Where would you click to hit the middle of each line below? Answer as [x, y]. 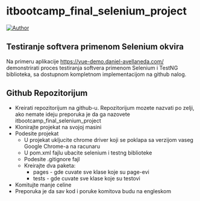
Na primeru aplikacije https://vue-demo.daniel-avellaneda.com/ [85, 61]
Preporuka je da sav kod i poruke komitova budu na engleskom [93, 191]
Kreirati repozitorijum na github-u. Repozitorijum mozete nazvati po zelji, [105, 107]
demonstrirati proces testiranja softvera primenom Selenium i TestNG [92, 68]
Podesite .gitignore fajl [52, 159]
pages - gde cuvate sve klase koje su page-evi [91, 172]
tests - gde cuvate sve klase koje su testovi [86, 178]
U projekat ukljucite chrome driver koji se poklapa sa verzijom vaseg [109, 139]
